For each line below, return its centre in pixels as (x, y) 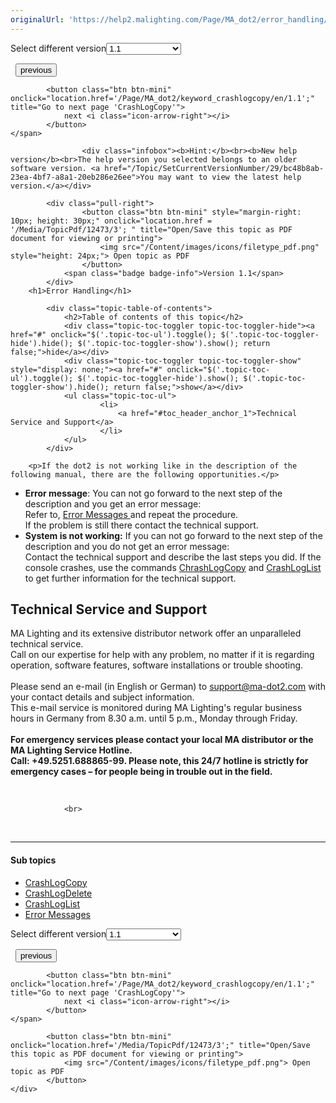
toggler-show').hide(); (60, 387)
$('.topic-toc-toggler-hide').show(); (158, 378)
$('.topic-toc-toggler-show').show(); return (174, 343)
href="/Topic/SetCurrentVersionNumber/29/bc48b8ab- (214, 168)
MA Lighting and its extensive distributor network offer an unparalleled (156, 633)
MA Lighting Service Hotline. (71, 750)
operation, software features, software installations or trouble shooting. (157, 665)
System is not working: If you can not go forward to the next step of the (173, 535)
